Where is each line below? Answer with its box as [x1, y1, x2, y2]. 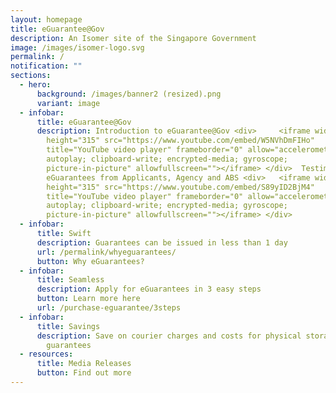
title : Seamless [36, 275, 105, 285]
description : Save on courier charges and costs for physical [36, 331, 302, 341]
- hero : [19, 80, 52, 90]
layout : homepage [10, 14, 83, 25]
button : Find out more [36, 368, 132, 378]
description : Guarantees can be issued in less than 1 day [36, 237, 288, 248]
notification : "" [10, 61, 83, 71]
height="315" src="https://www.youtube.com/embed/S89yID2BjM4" [46, 182, 315, 192]
